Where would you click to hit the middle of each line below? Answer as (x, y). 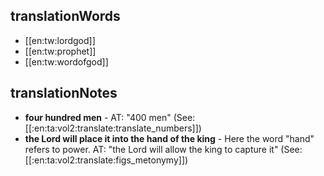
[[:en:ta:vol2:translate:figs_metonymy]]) (106, 160)
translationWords (65, 16)
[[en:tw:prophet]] (60, 51)
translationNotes (64, 93)
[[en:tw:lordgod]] (60, 40)
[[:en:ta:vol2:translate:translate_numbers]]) (113, 128)
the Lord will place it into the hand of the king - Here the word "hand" (169, 138)
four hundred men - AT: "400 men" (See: (110, 117)
